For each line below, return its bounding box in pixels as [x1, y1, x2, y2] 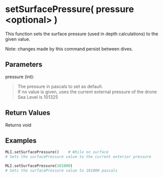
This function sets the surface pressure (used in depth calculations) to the [5, 31, 158, 37]
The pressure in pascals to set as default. [17, 83, 103, 89]
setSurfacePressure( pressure [5, 4, 134, 15]
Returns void [5, 122, 32, 128]
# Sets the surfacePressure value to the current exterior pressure [5, 154, 151, 159]
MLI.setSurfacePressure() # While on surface [5, 149, 109, 155]
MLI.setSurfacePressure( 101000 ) [5, 163, 73, 168]
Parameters [5, 60, 43, 69]
